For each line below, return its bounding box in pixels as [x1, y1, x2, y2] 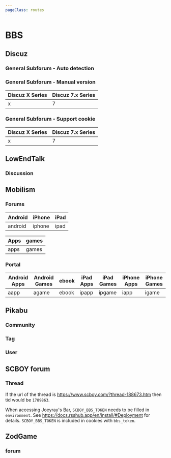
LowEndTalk [5, 155, 45, 163]
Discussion [5, 170, 34, 177]
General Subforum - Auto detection [5, 65, 94, 72]
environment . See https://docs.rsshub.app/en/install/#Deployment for [5, 412, 150, 418]
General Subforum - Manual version [5, 78, 96, 85]
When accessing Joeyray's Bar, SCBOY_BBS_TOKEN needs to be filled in [5, 407, 150, 413]
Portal [5, 261, 21, 268]
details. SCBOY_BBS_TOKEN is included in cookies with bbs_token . [5, 417, 136, 423]
